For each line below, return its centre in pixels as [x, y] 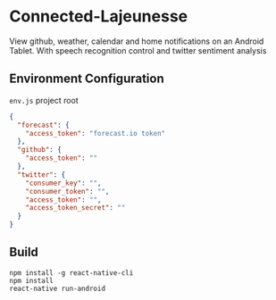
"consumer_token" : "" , [67, 191]
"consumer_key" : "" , [63, 183]
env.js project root [44, 100]
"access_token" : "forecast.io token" [96, 133]
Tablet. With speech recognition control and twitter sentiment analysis [138, 50]
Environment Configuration [87, 79]
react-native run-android [57, 288]
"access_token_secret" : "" [75, 208]
